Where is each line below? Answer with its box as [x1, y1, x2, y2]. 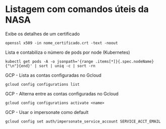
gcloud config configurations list [5, 82, 80, 87]
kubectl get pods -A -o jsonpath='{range [5, 59, 94, 64]
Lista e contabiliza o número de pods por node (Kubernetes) [5, 49, 130, 55]
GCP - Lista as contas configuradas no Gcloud [5, 72, 102, 78]
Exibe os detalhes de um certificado [5, 31, 80, 37]
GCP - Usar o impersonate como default [5, 109, 89, 115]
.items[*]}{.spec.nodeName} [95, 59, 154, 64]
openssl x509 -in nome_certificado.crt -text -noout [5, 40, 118, 46]
